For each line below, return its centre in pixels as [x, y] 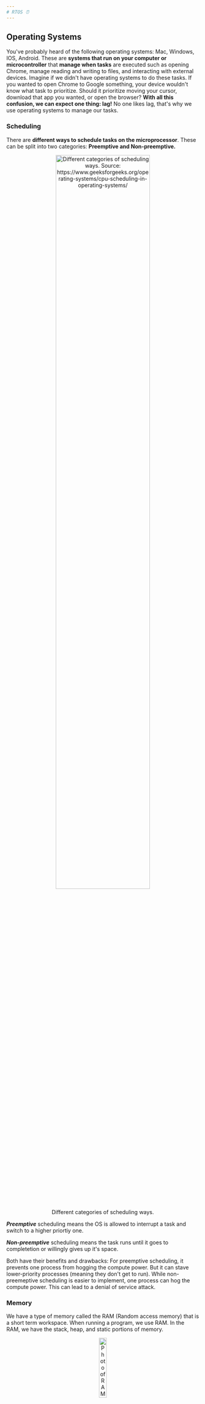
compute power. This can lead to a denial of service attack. [81, 1287]
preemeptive [22, 1280]
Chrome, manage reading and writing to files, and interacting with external [100, 71]
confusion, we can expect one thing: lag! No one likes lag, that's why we [99, 104]
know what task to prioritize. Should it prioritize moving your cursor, [92, 91]
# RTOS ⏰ [18, 12]
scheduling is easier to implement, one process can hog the [115, 1280]
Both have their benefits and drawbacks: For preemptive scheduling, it [95, 1261]
